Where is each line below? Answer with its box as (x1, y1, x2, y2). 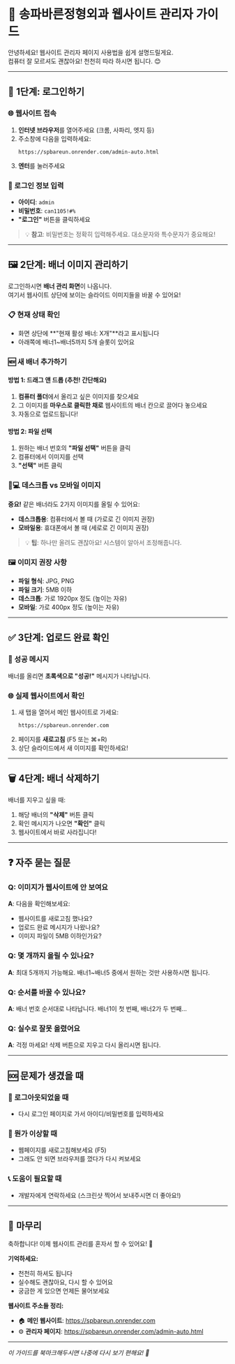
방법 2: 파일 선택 (8, 427, 52, 435)
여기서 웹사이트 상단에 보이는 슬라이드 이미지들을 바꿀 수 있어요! (8, 290, 181, 299)
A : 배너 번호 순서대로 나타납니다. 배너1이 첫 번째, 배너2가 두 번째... (8, 1005, 188, 1013)
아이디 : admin (17, 197, 55, 206)
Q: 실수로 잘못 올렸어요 (8, 1024, 81, 1033)
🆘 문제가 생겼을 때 (8, 1070, 84, 1081)
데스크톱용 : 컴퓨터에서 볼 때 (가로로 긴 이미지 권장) (17, 514, 156, 523)
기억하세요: (8, 1254, 39, 1263)
